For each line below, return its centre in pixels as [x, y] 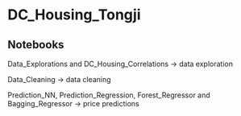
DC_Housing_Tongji [74, 15]
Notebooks [36, 45]
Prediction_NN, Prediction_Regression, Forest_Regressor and [109, 95]
